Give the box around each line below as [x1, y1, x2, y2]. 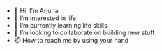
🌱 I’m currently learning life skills [13, 21, 108, 29]
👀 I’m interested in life [13, 14, 77, 22]
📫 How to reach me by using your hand [13, 37, 129, 44]
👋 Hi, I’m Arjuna [13, 7, 59, 14]
